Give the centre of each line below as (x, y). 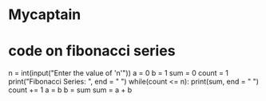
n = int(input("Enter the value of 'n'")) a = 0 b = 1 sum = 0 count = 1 (119, 73)
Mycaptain (45, 15)
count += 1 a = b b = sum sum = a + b (70, 90)
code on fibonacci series (92, 51)
